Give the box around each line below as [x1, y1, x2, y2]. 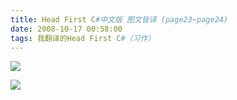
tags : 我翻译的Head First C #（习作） [10, 33, 156, 43]
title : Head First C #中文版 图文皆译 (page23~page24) [10, 14, 229, 25]
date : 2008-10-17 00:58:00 [10, 24, 123, 34]
